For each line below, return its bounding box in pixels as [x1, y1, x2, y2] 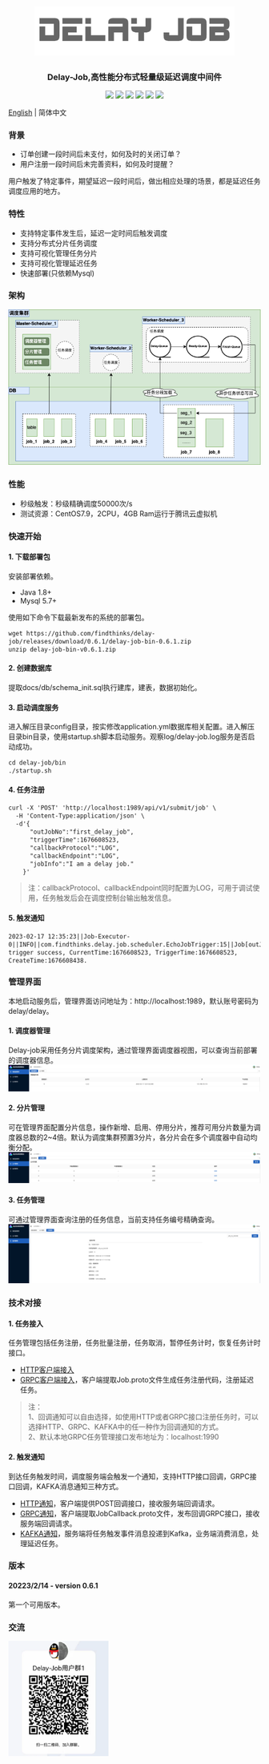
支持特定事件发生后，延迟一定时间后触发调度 [19, 228, 168, 238]
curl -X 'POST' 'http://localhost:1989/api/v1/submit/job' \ [8, 804, 217, 812]
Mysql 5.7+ [19, 595, 58, 605]
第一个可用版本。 [8, 1600, 65, 1609]
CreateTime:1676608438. [8, 956, 88, 964]
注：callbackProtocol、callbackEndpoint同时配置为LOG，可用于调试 [27, 883, 253, 893]
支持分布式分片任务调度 [19, 238, 98, 248]
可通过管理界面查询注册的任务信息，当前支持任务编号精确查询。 [8, 1214, 219, 1224]
